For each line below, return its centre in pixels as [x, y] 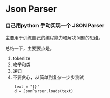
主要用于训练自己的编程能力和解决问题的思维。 [54, 38]
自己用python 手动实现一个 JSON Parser [55, 26]
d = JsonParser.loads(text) [44, 91]
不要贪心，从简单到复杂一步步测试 [48, 77]
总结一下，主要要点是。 [30, 48]
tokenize [22, 58]
